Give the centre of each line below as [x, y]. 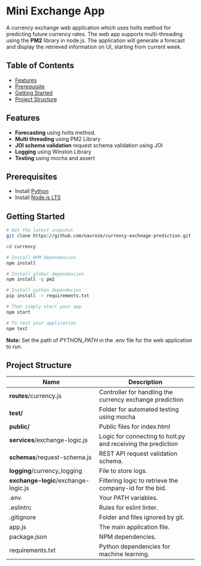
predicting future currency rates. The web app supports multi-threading [95, 34]
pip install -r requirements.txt [48, 296]
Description [145, 382]
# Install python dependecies [44, 290]
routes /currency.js [35, 396]
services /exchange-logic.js [48, 440]
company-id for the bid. [133, 488]
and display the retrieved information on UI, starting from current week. [94, 47]
